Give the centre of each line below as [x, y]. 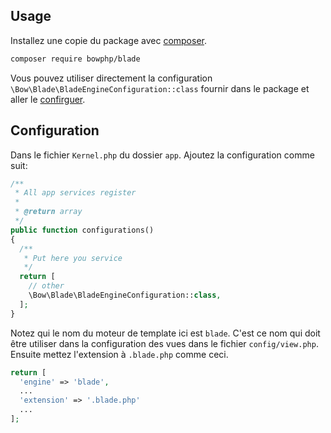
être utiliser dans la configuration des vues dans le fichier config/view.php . [164, 343]
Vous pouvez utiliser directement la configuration [111, 78]
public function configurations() [82, 230]
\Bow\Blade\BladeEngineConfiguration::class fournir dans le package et [160, 88]
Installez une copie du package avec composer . [109, 40]
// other [46, 286]
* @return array [48, 212]
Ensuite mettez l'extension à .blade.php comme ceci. [119, 354]
